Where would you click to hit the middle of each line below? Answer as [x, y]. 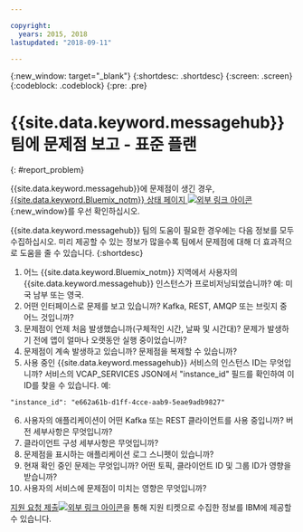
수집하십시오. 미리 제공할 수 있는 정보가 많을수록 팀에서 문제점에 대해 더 [136, 242]
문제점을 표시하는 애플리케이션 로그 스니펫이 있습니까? [118, 454]
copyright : [31, 25]
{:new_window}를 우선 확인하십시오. [76, 211]
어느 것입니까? [49, 318]
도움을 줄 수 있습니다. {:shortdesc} [81, 253]
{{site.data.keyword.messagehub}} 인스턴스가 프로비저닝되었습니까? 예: [153, 284]
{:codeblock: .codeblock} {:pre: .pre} [79, 86]
